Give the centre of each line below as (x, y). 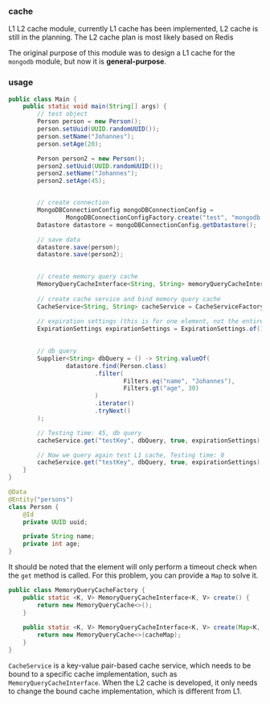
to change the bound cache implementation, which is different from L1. (125, 691)
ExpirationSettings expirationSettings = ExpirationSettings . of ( (149, 329)
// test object (63, 114)
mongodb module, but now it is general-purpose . (88, 61)
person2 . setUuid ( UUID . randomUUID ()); (100, 166)
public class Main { (43, 99)
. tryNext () (112, 411)
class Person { (34, 507)
